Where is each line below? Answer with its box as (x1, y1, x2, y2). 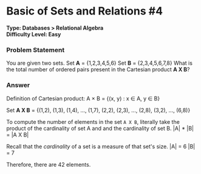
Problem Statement (6, 45, 65, 54)
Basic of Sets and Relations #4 (6, 4, 163, 18)
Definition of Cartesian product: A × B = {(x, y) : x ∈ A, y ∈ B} (6, 95, 160, 102)
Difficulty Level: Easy (6, 30, 61, 37)
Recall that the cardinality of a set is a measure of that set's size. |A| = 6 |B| (6, 143, 196, 150)
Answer (6, 81, 30, 89)
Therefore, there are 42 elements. (6, 161, 91, 168)
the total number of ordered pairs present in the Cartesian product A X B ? (6, 66, 190, 73)
